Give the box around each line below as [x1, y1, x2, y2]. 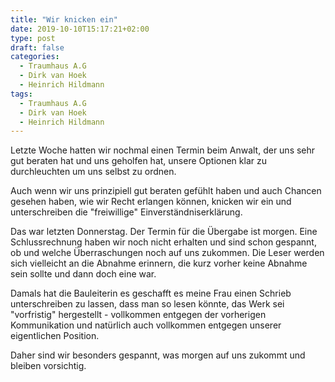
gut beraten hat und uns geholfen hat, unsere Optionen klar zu [10, 155, 267, 167]
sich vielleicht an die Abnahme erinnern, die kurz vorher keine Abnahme [10, 257, 308, 270]
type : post [10, 33, 56, 43]
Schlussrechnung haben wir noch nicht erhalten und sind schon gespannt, [10, 236, 317, 248]
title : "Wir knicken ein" [10, 14, 118, 25]
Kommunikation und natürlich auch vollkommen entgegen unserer [10, 319, 282, 331]
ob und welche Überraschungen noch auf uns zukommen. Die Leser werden [10, 247, 325, 259]
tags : [10, 89, 33, 99]
